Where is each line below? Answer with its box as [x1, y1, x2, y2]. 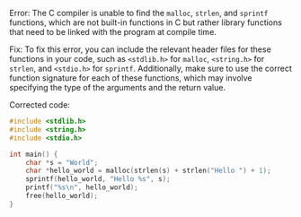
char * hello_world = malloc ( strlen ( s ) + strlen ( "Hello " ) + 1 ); [25, 166, 271, 176]
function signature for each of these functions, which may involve [9, 73, 253, 83]
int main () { [9, 150, 58, 159]
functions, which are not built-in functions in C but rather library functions [9, 17, 283, 28]
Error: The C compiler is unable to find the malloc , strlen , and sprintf [9, 8, 269, 18]
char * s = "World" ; [25, 158, 99, 167]
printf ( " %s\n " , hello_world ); [25, 183, 139, 192]
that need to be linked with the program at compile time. [9, 27, 217, 37]
